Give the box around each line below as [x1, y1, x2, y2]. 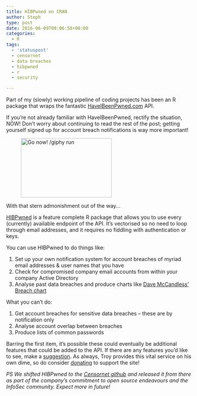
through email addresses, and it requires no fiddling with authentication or [6, 226, 186, 234]
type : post [6, 20, 33, 25]
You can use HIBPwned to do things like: [6, 244, 105, 252]
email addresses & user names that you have [14, 262, 124, 269]
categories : [6, 31, 35, 37]
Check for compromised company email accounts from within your [14, 268, 178, 275]
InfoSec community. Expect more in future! [6, 383, 111, 391]
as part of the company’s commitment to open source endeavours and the [6, 377, 188, 384]
